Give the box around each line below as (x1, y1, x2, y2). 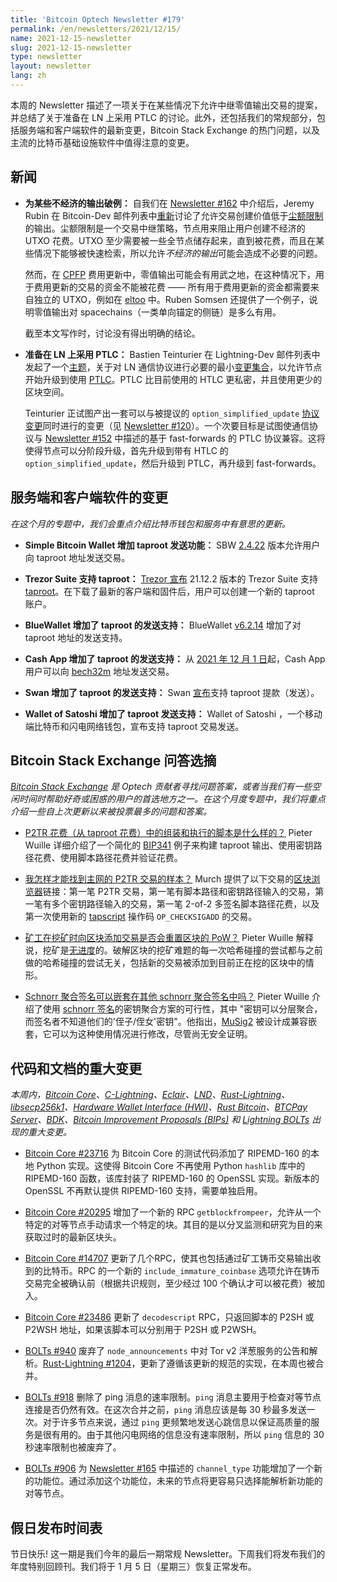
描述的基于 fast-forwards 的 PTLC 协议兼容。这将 (123, 432, 326, 444)
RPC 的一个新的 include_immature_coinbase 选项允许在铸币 (77, 1265, 320, 1277)
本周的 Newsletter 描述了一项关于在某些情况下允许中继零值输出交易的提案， (10, 99, 323, 111)
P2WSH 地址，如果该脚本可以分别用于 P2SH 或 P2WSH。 (24, 1324, 262, 1336)
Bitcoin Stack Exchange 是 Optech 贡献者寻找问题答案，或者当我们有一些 (10, 781, 313, 793)
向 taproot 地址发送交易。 (24, 551, 131, 563)
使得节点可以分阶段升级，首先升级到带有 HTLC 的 (24, 444, 229, 456)
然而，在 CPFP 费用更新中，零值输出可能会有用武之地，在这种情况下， (24, 268, 317, 280)
